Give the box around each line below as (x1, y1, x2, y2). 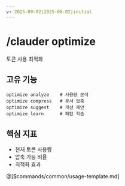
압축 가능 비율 (14, 154, 47, 161)
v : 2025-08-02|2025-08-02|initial (6, 8, 93, 15)
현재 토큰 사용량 (14, 146, 52, 153)
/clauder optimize (6, 34, 96, 48)
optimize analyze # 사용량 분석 (6, 92, 89, 98)
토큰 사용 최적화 (6, 55, 44, 62)
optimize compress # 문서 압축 (6, 98, 85, 104)
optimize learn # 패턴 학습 (6, 111, 85, 117)
